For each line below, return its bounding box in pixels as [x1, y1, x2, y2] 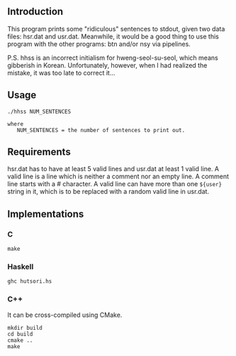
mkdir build [7, 324, 43, 331]
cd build [7, 330, 33, 338]
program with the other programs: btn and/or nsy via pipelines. [7, 39, 191, 48]
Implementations [7, 207, 84, 220]
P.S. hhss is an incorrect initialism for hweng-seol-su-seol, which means [7, 53, 218, 62]
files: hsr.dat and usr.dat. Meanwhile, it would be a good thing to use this [7, 32, 220, 41]
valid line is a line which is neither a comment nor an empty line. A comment [7, 172, 229, 180]
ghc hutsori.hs [7, 278, 52, 285]
